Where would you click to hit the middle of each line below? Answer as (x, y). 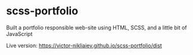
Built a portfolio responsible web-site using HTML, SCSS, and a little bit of (96, 27)
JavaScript (19, 33)
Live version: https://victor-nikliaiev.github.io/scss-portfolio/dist (84, 45)
